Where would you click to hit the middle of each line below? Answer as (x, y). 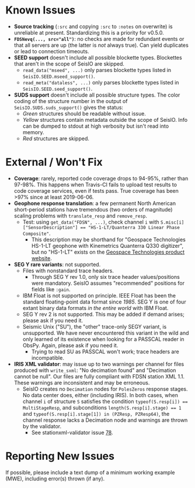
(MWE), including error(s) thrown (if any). (55, 479)
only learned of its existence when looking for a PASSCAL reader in (103, 339)
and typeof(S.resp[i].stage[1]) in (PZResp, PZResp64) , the (96, 414)
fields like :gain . (51, 289)
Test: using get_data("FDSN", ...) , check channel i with (91, 222)
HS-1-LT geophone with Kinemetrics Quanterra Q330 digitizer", (107, 245)
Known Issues (41, 10)
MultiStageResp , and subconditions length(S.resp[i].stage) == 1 (102, 407)
